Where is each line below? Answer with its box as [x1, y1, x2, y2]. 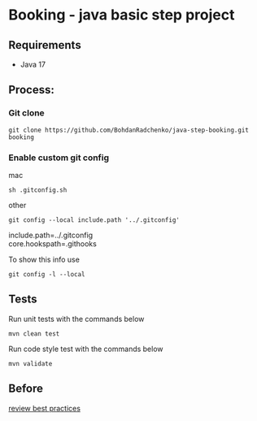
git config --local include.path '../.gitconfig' [8, 215, 181, 224]
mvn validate [8, 359, 53, 367]
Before [8, 382, 43, 396]
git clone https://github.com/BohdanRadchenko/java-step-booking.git [8, 126, 250, 134]
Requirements [8, 38, 81, 52]
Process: [8, 83, 54, 97]
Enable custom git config [8, 152, 110, 163]
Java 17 [20, 59, 46, 69]
